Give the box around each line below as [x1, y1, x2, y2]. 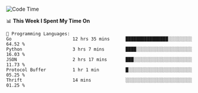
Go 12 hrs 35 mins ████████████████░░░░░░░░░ [6, 36, 193, 42]
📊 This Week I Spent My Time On [6, 18, 90, 24]
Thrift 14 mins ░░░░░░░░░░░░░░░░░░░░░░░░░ [6, 77, 193, 83]
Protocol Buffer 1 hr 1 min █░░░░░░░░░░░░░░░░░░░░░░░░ [6, 67, 193, 73]
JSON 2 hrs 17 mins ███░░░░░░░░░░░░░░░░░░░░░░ [6, 57, 193, 62]
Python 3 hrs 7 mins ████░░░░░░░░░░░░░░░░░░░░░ [6, 46, 193, 52]
